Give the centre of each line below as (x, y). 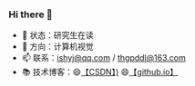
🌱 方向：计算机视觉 (57, 47)
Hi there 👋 (31, 14)
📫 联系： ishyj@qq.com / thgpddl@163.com (103, 58)
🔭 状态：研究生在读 (57, 35)
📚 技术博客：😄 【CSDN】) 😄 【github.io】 (100, 72)
